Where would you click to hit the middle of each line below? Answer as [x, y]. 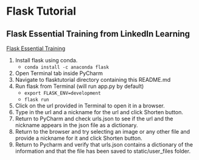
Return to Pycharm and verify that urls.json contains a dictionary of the [104, 144]
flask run [37, 100]
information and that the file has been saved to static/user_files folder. [103, 151]
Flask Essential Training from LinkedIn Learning [98, 34]
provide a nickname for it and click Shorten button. [79, 138]
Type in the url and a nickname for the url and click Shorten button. [99, 112]
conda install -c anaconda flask [67, 67]
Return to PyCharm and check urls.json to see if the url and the [94, 118]
